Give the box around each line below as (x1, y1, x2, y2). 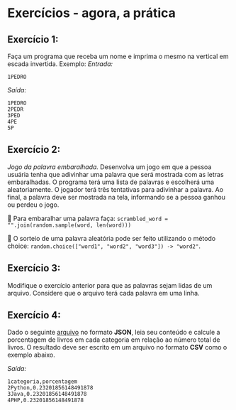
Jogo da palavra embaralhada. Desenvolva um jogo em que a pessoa (7, 162, 212, 171)
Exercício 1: (7, 33, 59, 45)
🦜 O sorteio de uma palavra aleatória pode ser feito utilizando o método (7, 234, 216, 242)
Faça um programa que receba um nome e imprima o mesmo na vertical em (7, 52, 229, 60)
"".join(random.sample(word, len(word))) (7, 222, 132, 229)
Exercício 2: (7, 144, 61, 156)
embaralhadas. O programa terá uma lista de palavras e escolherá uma (7, 178, 215, 186)
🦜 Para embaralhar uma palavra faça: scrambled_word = (7, 214, 169, 222)
